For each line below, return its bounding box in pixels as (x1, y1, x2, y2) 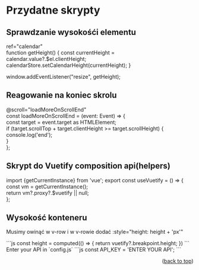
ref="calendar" (6, 43, 43, 50)
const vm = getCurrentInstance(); (6, 183, 89, 190)
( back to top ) (162, 258, 194, 265)
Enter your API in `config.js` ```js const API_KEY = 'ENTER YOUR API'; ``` (6, 246, 181, 253)
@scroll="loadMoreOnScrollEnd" (6, 106, 87, 113)
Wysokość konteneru (6, 213, 87, 223)
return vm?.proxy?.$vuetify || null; (6, 189, 89, 196)
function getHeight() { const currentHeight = (6, 49, 115, 56)
